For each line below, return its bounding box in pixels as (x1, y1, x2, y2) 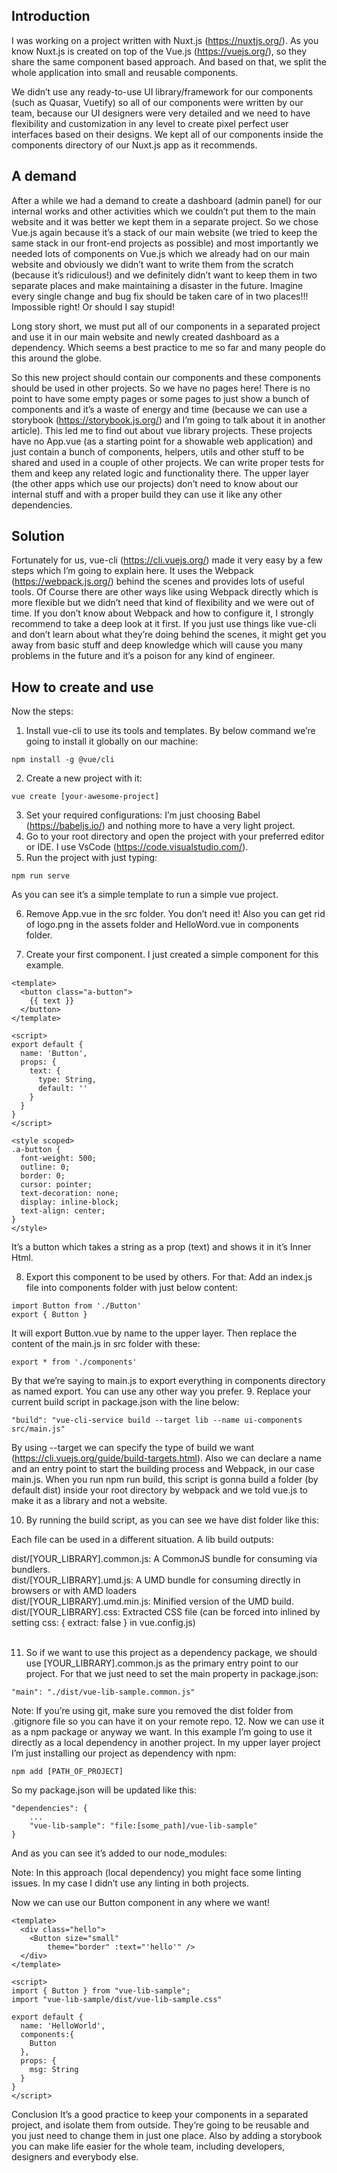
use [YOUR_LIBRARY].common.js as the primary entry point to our (25, 1657, 299, 1669)
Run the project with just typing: (25, 852, 158, 864)
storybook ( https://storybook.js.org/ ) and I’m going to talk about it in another (11, 414, 326, 426)
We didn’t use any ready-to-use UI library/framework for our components (11, 85, 314, 98)
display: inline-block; (20, 1197, 119, 1208)
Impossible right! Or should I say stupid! (11, 300, 175, 313)
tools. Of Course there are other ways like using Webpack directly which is (11, 586, 319, 598)
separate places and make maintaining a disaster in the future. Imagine (11, 279, 304, 291)
